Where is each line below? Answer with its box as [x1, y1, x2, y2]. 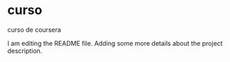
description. [7, 46, 43, 55]
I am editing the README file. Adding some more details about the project [7, 39, 223, 47]
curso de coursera [7, 25, 62, 34]
